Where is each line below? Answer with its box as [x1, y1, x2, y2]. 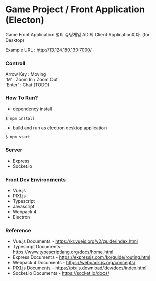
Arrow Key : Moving [5, 71, 46, 77]
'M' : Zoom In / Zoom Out [5, 77, 58, 83]
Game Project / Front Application [5, 4, 145, 15]
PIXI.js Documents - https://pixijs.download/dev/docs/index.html [12, 265, 147, 271]
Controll [5, 60, 26, 67]
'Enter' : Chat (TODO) [5, 82, 50, 88]
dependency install [12, 106, 53, 112]
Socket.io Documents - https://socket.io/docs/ [12, 270, 110, 276]
